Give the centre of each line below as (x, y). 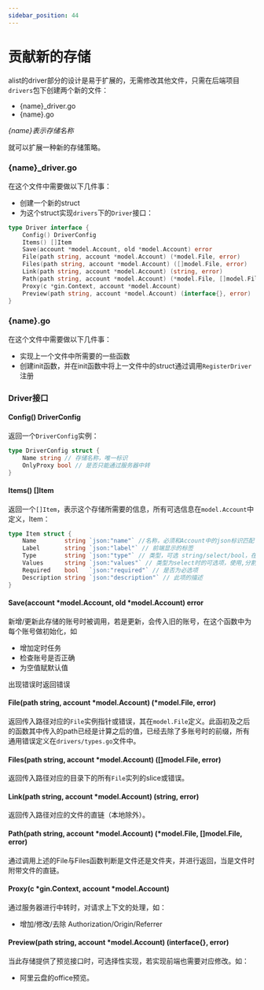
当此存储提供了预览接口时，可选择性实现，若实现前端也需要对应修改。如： (128, 961)
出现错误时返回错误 (39, 684)
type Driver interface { (49, 228)
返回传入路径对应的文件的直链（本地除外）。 (79, 815)
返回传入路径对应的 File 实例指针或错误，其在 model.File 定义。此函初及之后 (129, 721)
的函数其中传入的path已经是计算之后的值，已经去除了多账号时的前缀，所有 (129, 731)
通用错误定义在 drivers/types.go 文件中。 (74, 741)
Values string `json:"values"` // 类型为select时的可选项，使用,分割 (139, 563)
